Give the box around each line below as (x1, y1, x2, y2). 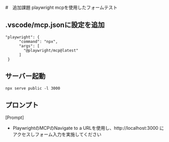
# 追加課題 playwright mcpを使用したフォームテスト (5, 5, 118, 10)
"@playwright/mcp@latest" (23, 48, 79, 53)
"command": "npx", (18, 39, 58, 44)
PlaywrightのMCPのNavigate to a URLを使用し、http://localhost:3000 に (12, 125, 164, 131)
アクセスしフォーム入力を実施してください (12, 131, 102, 137)
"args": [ (18, 43, 40, 48)
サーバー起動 (5, 72, 46, 80)
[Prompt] (5, 115, 24, 121)
